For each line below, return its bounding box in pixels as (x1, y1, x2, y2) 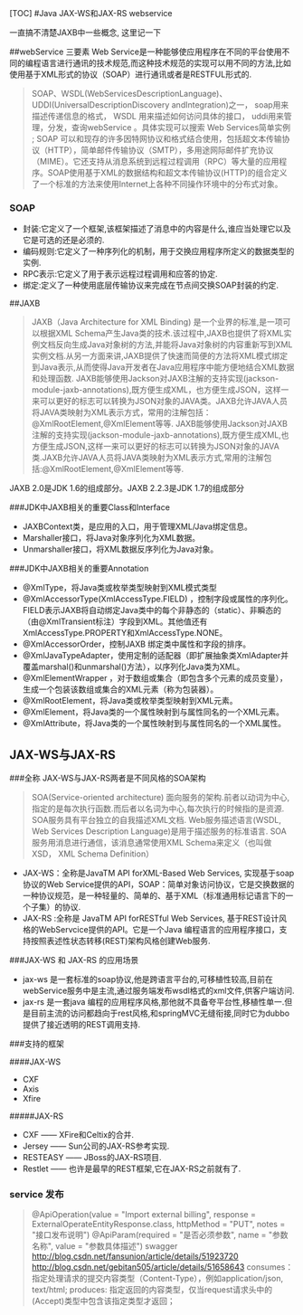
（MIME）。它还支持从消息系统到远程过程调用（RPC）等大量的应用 (31, 156, 279, 166)
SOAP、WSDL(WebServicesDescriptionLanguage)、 (31, 89, 228, 99)
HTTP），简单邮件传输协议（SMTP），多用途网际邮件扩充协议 (47, 145, 274, 156)
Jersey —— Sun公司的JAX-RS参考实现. (22, 1140, 170, 1151)
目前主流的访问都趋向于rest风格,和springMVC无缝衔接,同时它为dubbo (30, 1008, 290, 1019)
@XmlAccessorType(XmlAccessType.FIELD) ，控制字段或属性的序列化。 (22, 593, 293, 604)
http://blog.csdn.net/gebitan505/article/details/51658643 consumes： (31, 1262, 294, 1272)
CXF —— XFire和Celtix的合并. (22, 1130, 134, 1140)
